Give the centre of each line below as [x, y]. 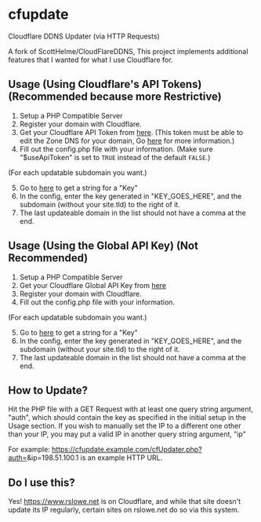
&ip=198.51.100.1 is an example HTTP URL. [95, 458]
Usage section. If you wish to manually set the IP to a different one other [125, 426]
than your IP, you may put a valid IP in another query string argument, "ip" [127, 434]
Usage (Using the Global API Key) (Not [103, 246]
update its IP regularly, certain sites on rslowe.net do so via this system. [124, 510]
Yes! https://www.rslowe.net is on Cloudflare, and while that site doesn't [125, 502]
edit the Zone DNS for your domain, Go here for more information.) [127, 141]
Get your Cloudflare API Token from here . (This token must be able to [131, 132]
